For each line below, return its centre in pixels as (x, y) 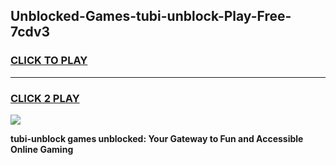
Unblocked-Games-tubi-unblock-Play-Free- (151, 16)
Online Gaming (42, 149)
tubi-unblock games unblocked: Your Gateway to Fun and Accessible (157, 138)
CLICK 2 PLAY (45, 98)
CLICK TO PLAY (49, 61)
